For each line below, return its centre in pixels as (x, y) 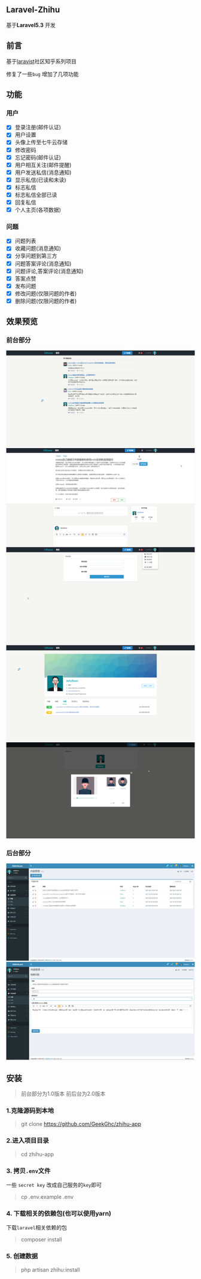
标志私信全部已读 (36, 194)
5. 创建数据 (22, 1256)
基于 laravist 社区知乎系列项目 (41, 61)
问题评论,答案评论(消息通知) (49, 271)
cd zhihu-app (37, 1154)
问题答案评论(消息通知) (43, 263)
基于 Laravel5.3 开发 (31, 25)
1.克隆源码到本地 (30, 1111)
